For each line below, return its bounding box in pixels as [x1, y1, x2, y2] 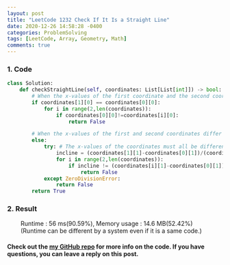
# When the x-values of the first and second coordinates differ [31, 131, 222, 138]
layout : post [7, 10, 44, 17]
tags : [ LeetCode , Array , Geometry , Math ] [7, 36, 127, 42]
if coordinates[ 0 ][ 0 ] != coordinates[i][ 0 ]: [55, 112, 179, 118]
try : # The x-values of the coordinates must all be [43, 143, 197, 151]
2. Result [7, 204, 38, 214]
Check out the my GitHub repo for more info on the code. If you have [7, 242, 205, 251]
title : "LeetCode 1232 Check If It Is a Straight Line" [7, 16, 170, 23]
